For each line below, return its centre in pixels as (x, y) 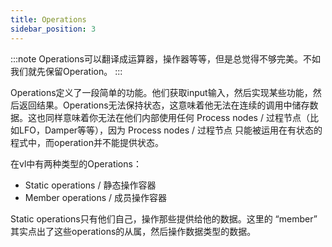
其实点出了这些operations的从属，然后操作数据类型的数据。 (133, 231)
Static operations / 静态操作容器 (90, 185)
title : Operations (48, 19)
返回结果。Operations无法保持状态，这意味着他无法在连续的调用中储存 (164, 105)
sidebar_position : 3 (53, 29)
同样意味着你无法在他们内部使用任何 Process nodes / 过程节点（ (177, 117)
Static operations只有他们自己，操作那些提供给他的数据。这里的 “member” (164, 218)
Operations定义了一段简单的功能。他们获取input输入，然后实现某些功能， (161, 92)
